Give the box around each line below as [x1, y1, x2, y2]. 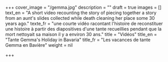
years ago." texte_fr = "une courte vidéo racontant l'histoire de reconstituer [5, 20, 163, 26]
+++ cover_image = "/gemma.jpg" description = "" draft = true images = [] [5, 5, 162, 10]
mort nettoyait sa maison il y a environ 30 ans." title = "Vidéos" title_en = [5, 32, 157, 37]
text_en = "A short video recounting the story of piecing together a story [5, 10, 157, 16]
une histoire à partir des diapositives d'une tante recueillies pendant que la [5, 26, 162, 32]
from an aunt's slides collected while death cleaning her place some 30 [5, 15, 155, 21]
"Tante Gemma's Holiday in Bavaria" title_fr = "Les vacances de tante [5, 37, 151, 43]
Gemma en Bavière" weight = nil [5, 42, 73, 48]
